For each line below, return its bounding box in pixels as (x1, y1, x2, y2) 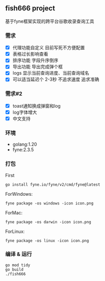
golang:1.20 (12, 142, 37, 148)
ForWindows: (5, 191, 33, 197)
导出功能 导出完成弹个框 (12, 63, 63, 70)
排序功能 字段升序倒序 (12, 57, 59, 63)
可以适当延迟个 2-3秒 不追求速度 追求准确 (12, 76, 99, 83)
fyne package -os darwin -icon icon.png (5, 219, 92, 225)
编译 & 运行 (5, 251, 32, 258)
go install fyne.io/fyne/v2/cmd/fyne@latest (5, 182, 100, 187)
